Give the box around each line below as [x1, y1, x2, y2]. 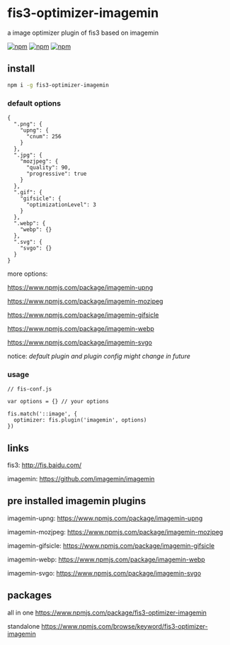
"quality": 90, [25, 164, 71, 171]
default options [7, 98, 62, 108]
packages [7, 590, 52, 602]
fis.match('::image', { [7, 410, 78, 417]
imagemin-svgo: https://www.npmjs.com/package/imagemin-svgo [7, 568, 202, 577]
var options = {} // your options [7, 398, 110, 405]
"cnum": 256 [25, 133, 62, 140]
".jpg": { [13, 151, 42, 159]
